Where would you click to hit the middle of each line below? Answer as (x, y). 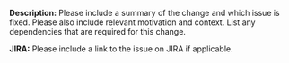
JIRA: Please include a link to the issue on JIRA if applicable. (121, 49)
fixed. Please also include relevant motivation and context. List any (132, 22)
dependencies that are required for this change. (98, 31)
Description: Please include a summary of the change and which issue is (144, 13)
